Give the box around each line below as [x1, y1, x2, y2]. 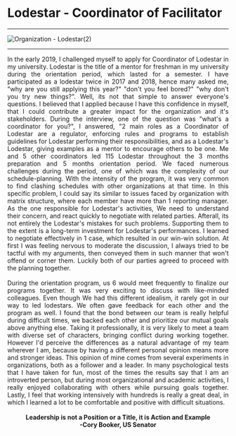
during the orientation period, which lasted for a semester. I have [7, 70, 229, 78]
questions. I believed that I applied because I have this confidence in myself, [7, 100, 229, 108]
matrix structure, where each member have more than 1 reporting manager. [7, 197, 229, 205]
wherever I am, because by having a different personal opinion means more [7, 345, 229, 354]
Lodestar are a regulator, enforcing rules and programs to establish [7, 129, 229, 138]
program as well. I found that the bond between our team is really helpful [7, 308, 229, 317]
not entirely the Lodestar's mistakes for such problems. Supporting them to [7, 219, 229, 227]
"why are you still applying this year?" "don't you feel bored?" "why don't [7, 84, 229, 93]
